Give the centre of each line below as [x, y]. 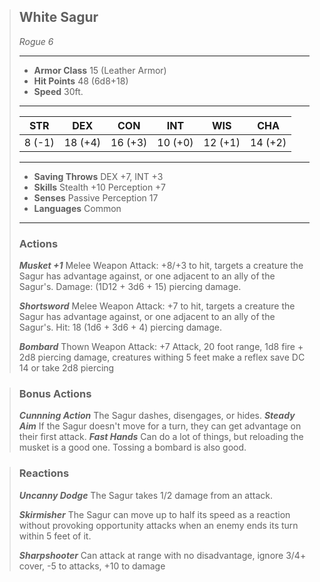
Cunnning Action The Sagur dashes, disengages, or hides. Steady [157, 416]
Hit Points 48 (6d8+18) [81, 81]
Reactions [44, 473]
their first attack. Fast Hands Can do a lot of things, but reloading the [161, 437]
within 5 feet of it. [55, 536]
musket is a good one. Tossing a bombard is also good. [132, 447]
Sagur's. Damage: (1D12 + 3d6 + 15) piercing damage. [130, 287]
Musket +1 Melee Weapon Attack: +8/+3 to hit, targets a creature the [161, 266]
